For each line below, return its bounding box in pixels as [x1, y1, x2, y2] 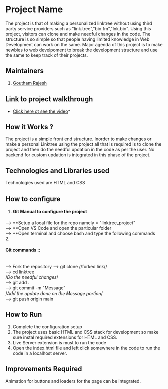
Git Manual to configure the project [12, 209, 87, 215]
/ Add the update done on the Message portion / [5, 290, 103, 296]
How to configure [5, 194, 61, 203]
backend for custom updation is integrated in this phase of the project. [5, 152, 151, 158]
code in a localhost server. [12, 350, 68, 356]
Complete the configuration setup [12, 323, 83, 330]
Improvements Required [5, 365, 82, 373]
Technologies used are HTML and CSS [5, 180, 85, 186]
